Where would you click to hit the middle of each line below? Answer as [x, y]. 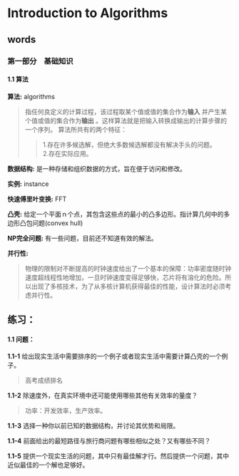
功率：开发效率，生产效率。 [66, 410]
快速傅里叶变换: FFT [37, 199]
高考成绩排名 [44, 381]
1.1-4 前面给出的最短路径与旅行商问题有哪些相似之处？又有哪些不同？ [109, 441]
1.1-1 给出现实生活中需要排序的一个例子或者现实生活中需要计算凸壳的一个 [115, 356]
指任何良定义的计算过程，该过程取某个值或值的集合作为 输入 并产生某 [126, 111]
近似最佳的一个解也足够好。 [48, 465]
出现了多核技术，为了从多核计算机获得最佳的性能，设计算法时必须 [128, 286]
